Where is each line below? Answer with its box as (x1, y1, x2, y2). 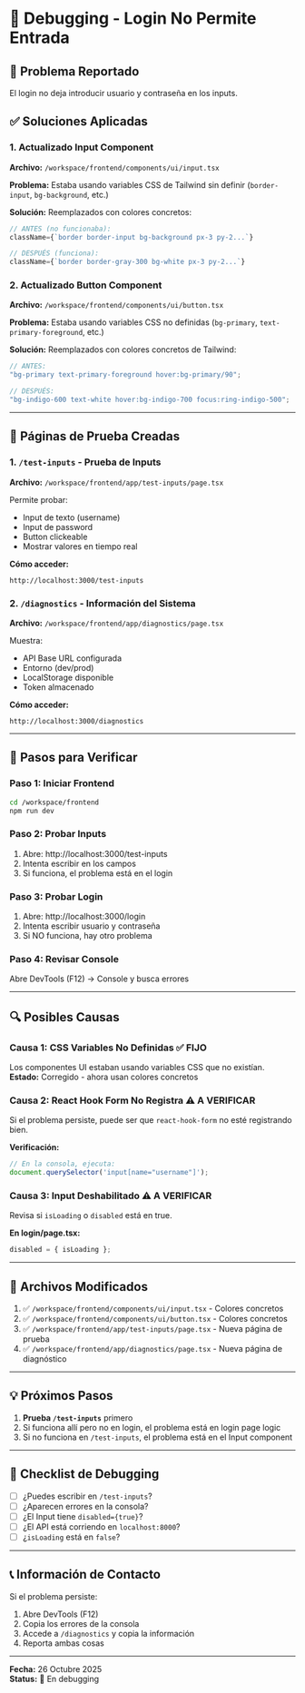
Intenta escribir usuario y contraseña (22, 920, 161, 931)
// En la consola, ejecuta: (9, 1159, 116, 1169)
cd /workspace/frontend (9, 798, 100, 807)
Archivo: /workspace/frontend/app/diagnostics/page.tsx (9, 617, 224, 628)
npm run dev (9, 806, 54, 815)
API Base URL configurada (22, 653, 123, 664)
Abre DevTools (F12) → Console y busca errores (9, 973, 189, 984)
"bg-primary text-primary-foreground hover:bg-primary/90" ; (9, 370, 242, 379)
